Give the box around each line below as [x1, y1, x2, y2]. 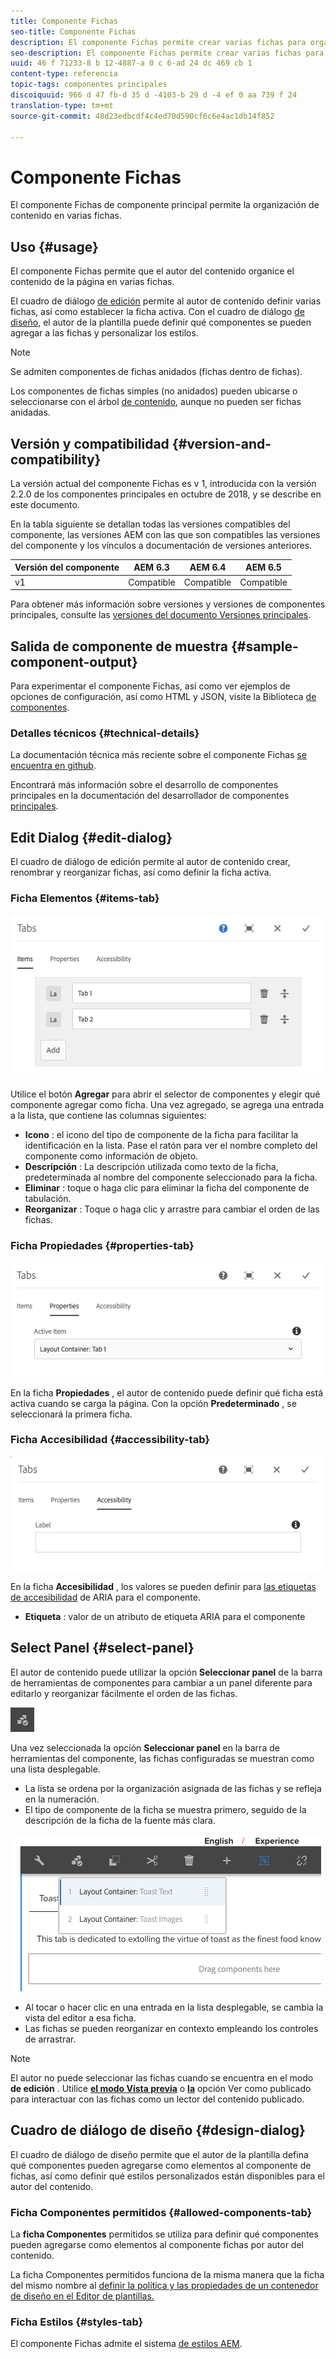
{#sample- [230, 638, 299, 655]
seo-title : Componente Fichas [10, 26, 137, 37]
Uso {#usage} [10, 238, 99, 255]
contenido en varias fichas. [10, 210, 122, 222]
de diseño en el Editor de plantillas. [10, 2290, 155, 2302]
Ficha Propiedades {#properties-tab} [10, 1239, 195, 1253]
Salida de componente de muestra [10, 638, 228, 655]
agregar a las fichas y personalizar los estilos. [10, 327, 199, 339]
